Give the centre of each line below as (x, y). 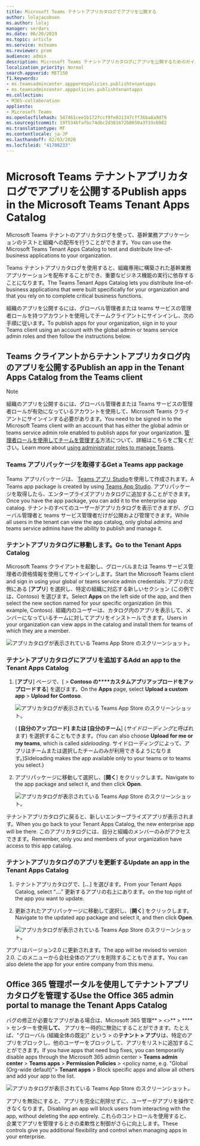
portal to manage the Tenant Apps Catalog (87, 1005)
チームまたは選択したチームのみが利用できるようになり (99, 751)
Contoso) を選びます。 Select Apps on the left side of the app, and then (104, 596)
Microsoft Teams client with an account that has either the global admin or (98, 426)
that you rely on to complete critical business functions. (75, 295)
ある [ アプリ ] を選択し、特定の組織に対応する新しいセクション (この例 (103, 589)
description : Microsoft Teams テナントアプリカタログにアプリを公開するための (96, 62)
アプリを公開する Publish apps (112, 191)
